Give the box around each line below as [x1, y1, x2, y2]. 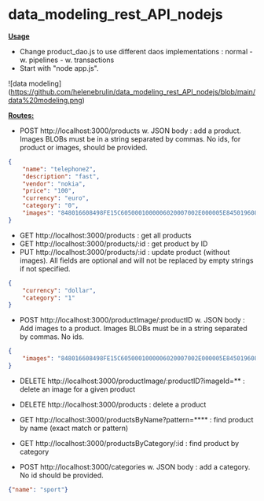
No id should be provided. [19, 470, 104, 480]
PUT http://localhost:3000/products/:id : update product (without [19, 247, 230, 256]
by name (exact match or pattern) [19, 423, 129, 433]
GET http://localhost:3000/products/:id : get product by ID [19, 238, 208, 249]
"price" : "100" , [22, 187, 76, 195]
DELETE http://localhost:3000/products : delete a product [19, 400, 207, 409]
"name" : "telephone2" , [22, 165, 97, 173]
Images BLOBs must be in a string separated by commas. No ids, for [19, 134, 241, 143]
